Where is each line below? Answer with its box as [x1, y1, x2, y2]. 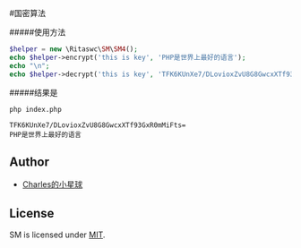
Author [9, 154, 49, 169]
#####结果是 [9, 87, 58, 98]
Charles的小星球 [21, 179, 83, 190]
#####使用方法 [9, 27, 66, 38]
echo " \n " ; [9, 61, 50, 70]
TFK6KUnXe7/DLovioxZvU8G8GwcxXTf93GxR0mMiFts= [9, 120, 186, 130]
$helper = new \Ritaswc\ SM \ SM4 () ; [9, 45, 139, 54]
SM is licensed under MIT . [9, 229, 106, 240]
